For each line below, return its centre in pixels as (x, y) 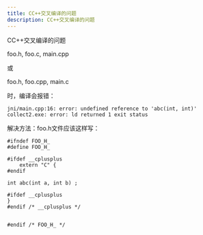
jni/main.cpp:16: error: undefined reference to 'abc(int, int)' (102, 109)
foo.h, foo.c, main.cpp (38, 54)
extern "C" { (38, 165)
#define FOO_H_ (29, 147)
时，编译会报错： (31, 96)
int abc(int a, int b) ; (42, 183)
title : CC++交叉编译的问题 (42, 13)
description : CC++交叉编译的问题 (51, 20)
